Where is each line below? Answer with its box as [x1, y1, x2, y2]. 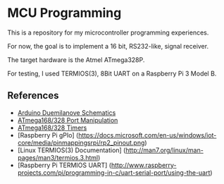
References [7, 90, 59, 102]
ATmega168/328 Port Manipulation [17, 116, 118, 124]
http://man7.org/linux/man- [125, 146, 204, 154]
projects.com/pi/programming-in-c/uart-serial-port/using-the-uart [17, 168, 211, 177]
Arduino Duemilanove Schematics [17, 108, 116, 117]
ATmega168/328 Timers [17, 123, 87, 132]
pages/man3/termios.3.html [17, 153, 99, 161]
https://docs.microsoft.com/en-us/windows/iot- [78, 130, 217, 139]
